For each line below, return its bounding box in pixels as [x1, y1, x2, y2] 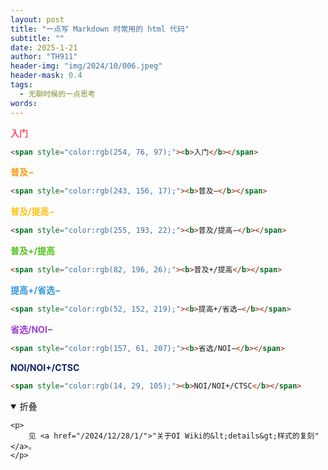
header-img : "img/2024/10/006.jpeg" [10, 61, 163, 71]
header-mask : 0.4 [10, 71, 83, 81]
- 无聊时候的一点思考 [19, 89, 96, 99]
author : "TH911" [10, 52, 78, 62]
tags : [10, 80, 33, 90]
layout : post [10, 14, 65, 25]
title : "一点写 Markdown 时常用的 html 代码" [10, 24, 190, 34]
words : [10, 98, 38, 108]
